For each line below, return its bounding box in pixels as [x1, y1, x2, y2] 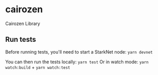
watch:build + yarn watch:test [5, 64, 70, 70]
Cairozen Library [5, 20, 40, 27]
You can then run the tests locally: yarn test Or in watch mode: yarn [5, 59, 149, 65]
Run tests [5, 35, 36, 44]
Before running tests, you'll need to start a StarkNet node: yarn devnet [5, 48, 153, 55]
